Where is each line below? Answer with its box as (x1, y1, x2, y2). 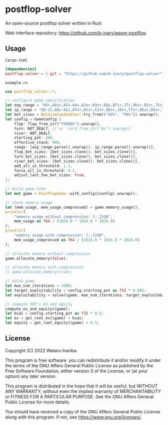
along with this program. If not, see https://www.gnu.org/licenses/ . (5, 414, 142, 420)
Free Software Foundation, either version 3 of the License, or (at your (5, 368, 148, 374)
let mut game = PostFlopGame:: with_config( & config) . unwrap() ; (5, 191, 137, 196)
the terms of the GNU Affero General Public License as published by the (5, 362, 153, 368)
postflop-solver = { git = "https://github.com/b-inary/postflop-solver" (5, 71, 162, 76)
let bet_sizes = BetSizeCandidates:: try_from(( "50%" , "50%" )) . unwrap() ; (5, 112, 160, 117)
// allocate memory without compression (5, 251, 91, 256)
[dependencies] (5, 66, 37, 71)
